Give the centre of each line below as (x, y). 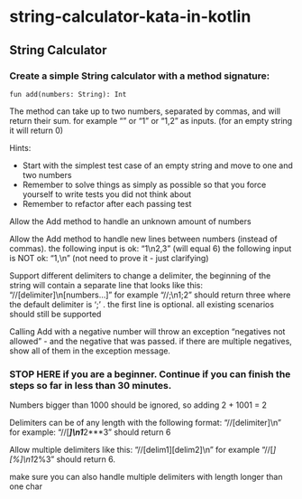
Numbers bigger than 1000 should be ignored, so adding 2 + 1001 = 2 (138, 405)
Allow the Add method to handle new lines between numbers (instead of (143, 239)
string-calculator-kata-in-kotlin (130, 17)
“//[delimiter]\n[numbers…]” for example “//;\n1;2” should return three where (150, 295)
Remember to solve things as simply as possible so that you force (144, 184)
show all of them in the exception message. (90, 351)
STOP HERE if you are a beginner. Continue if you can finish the (150, 374)
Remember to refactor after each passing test (107, 203)
